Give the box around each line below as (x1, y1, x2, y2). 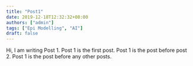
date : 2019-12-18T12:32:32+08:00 (6, 14, 89, 20)
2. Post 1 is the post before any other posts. (6, 53, 112, 60)
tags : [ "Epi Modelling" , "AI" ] (6, 25, 83, 31)
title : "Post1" (6, 8, 44, 15)
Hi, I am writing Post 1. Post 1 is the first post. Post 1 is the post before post (6, 47, 187, 54)
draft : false (6, 31, 38, 37)
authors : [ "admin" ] (6, 19, 54, 25)
